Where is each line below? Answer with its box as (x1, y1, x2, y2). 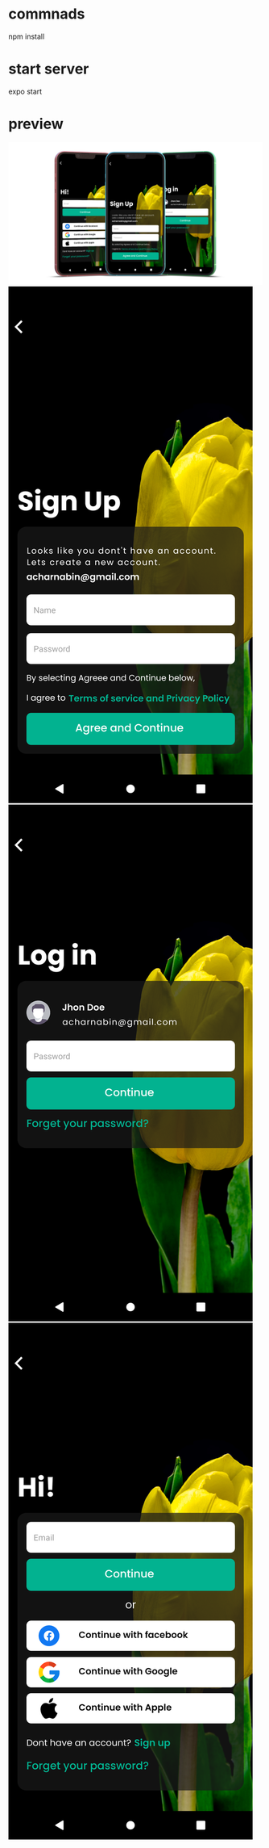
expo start (8, 86, 43, 96)
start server (8, 60, 89, 78)
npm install (8, 31, 45, 41)
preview (8, 115, 64, 133)
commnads (8, 5, 85, 23)
